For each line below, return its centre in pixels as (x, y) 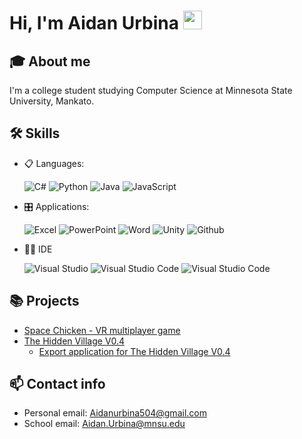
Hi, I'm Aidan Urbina (94, 23)
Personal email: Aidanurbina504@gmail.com (115, 413)
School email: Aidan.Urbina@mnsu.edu (104, 424)
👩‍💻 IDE (38, 249)
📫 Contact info (57, 384)
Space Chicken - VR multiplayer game (102, 330)
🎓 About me (50, 61)
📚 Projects (44, 301)
